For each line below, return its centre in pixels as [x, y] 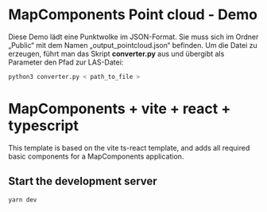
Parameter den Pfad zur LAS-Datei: [66, 62]
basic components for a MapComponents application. [96, 156]
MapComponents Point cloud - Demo [133, 15]
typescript [44, 126]
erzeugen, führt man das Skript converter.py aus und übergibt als [116, 53]
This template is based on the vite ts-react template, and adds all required [129, 147]
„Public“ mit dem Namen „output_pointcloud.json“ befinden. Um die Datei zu [133, 45]
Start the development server [83, 181]
